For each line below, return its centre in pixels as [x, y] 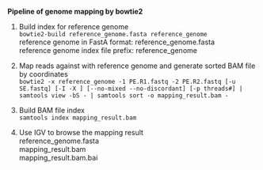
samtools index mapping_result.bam [78, 118]
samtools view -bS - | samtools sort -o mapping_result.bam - [124, 96]
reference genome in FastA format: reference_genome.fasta [117, 42]
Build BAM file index [51, 110]
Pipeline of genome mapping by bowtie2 [75, 11]
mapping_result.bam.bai [58, 158]
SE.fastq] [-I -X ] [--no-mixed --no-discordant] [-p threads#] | [131, 89]
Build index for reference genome [74, 26]
